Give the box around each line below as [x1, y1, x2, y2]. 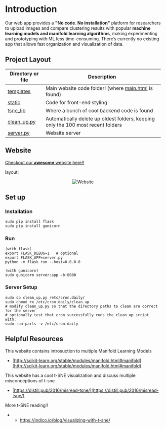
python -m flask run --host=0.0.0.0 [5, 259, 81, 264]
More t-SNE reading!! [5, 402, 48, 408]
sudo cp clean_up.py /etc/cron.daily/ [5, 295, 85, 300]
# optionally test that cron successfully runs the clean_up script [5, 312, 149, 317]
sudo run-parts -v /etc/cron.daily [5, 321, 79, 326]
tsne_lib [7, 107, 26, 114]
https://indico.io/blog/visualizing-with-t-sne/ [19, 417, 110, 423]
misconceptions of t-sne [5, 377, 55, 383]
